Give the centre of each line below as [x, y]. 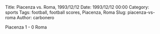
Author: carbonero [35, 17]
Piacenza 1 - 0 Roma [26, 27]
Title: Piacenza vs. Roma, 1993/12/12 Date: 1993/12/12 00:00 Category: [77, 7]
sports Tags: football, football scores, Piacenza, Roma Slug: [66, 12]
